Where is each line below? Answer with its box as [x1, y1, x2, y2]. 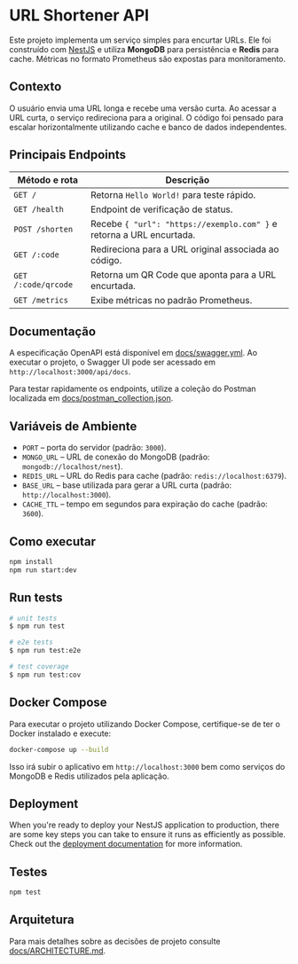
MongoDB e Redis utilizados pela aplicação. [9, 771, 170, 781]
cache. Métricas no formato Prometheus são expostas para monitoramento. [9, 53, 286, 64]
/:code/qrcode [13, 279, 74, 289]
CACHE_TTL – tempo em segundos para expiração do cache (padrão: [21, 498, 268, 510]
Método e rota [17, 174, 78, 186]
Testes [9, 864, 48, 879]
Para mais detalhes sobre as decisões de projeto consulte [9, 936, 221, 946]
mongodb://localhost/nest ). [21, 461, 123, 472]
